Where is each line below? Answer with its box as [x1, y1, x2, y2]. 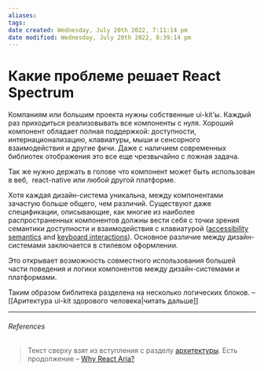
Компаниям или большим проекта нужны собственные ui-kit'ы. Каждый [8, 110, 251, 119]
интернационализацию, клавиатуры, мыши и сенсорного [8, 135, 200, 145]
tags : [8, 19, 26, 27]
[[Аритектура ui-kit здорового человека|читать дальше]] [8, 296, 199, 306]
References [8, 321, 46, 331]
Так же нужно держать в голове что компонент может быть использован [8, 167, 255, 177]
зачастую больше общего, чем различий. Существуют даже [8, 199, 212, 208]
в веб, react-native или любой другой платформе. [8, 175, 176, 185]
